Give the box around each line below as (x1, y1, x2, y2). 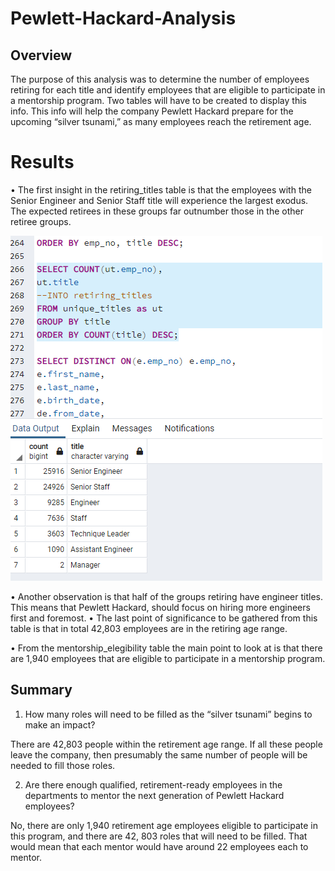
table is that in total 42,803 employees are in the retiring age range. (10, 622, 288, 634)
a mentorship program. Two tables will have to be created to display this (10, 95, 307, 106)
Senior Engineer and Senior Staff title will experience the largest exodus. (10, 194, 309, 206)
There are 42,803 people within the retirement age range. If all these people (10, 738, 323, 750)
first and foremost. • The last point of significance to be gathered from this (10, 612, 318, 624)
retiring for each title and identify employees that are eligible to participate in (10, 84, 326, 96)
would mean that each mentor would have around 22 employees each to (10, 840, 309, 852)
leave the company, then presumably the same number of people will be (10, 748, 308, 761)
